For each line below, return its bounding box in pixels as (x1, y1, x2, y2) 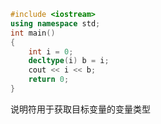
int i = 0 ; (28, 46, 74, 57)
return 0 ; (28, 75, 70, 85)
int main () (10, 28, 56, 38)
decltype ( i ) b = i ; (28, 56, 110, 66)
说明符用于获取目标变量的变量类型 (10, 103, 151, 115)
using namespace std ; (10, 18, 101, 29)
